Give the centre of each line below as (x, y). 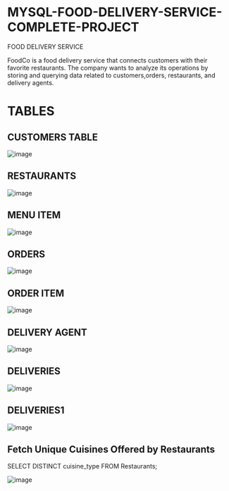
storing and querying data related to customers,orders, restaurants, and (111, 75)
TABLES (31, 111)
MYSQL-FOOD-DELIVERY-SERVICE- (115, 12)
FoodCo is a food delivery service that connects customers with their (107, 60)
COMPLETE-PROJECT (73, 27)
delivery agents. (31, 82)
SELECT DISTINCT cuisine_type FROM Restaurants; (82, 466)
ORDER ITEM (36, 293)
